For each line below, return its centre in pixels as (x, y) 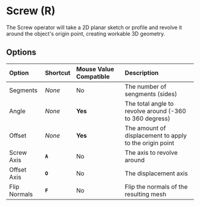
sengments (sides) (151, 94)
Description (142, 72)
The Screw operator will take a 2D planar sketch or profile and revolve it (94, 27)
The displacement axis (156, 173)
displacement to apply (156, 135)
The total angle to (149, 103)
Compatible (93, 77)
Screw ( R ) (31, 11)
